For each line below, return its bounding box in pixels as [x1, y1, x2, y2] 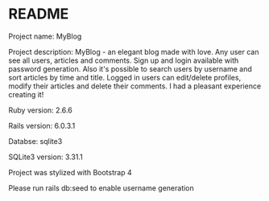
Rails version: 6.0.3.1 [8, 121, 76, 130]
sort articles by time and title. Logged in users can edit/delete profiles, [8, 72, 242, 82]
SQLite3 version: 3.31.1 [8, 152, 83, 162]
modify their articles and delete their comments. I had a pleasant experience [8, 81, 262, 91]
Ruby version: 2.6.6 [8, 105, 72, 115]
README [8, 5, 69, 23]
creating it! [8, 89, 44, 99]
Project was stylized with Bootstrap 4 [8, 167, 132, 177]
